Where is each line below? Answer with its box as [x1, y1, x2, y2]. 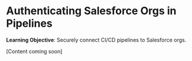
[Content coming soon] [6, 47, 63, 54]
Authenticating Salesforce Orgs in [6, 4, 177, 18]
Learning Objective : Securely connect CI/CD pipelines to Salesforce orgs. [6, 36, 187, 43]
